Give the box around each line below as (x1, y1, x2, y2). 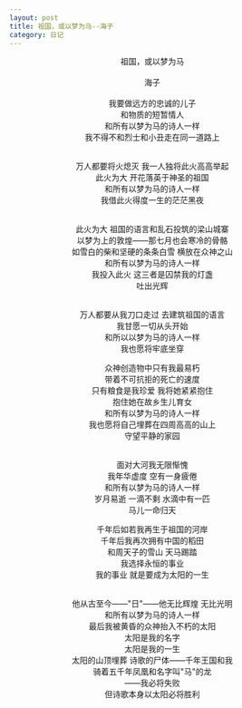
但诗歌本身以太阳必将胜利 (104, 689, 200, 700)
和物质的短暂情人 (121, 110, 184, 121)
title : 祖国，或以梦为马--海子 (9, 22, 114, 31)
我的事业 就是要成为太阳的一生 (95, 569, 209, 580)
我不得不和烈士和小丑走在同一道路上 (84, 132, 220, 143)
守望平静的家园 (124, 431, 180, 441)
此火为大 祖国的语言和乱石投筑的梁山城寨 (75, 224, 229, 235)
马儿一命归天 (128, 505, 177, 516)
